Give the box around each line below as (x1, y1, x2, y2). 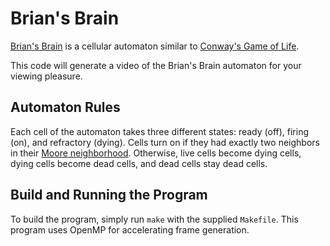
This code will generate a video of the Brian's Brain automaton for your (10, 59, 302, 71)
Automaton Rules (10, 99, 121, 116)
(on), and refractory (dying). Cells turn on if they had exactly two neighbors (10, 136, 320, 148)
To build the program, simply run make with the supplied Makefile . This (10, 213, 299, 225)
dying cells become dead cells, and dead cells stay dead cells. (10, 157, 268, 169)
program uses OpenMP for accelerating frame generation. (10, 223, 250, 236)
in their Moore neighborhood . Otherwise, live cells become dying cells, (10, 147, 302, 159)
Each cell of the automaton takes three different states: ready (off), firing (10, 125, 310, 137)
